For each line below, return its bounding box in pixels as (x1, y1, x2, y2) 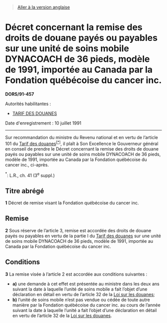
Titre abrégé (5, 186, 44, 195)
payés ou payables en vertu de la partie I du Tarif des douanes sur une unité (5, 233, 162, 239)
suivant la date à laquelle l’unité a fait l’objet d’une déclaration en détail (12, 307, 157, 313)
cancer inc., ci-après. (5, 161, 49, 167)
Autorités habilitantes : (5, 101, 51, 107)
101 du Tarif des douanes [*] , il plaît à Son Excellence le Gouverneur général (5, 140, 159, 147)
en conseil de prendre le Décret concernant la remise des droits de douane (5, 146, 159, 152)
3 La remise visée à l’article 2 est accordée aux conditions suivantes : (5, 271, 148, 277)
